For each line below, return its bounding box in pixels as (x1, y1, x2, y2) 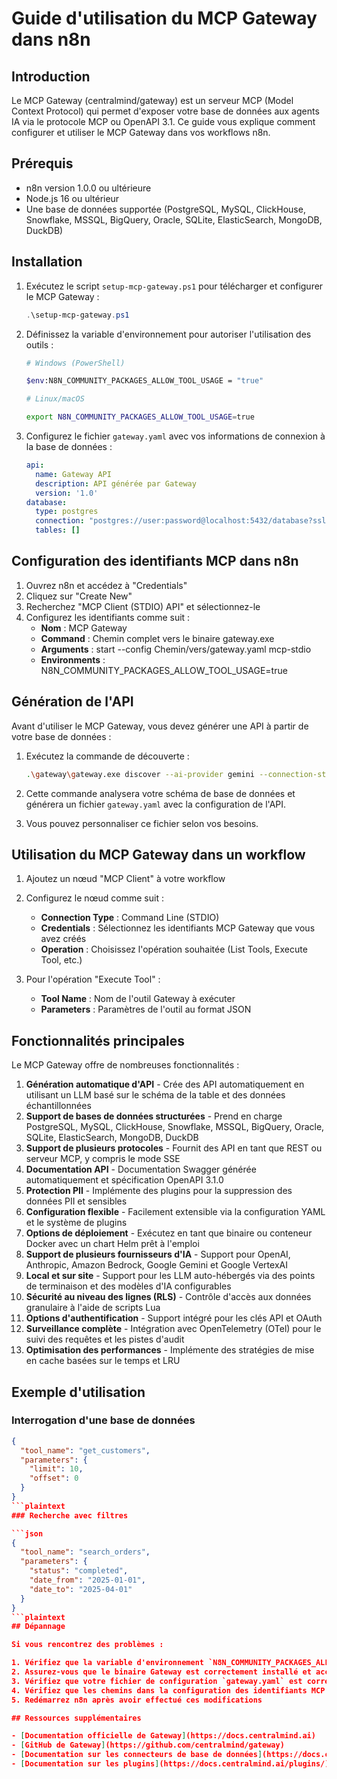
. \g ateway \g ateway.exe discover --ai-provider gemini (25, 769, 255, 779)
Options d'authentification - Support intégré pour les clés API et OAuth (25, 1312, 323, 1324)
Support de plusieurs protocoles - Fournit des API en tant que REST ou (25, 1142, 323, 1154)
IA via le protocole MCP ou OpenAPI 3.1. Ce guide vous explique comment (11, 116, 316, 127)
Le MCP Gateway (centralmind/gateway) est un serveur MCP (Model (11, 95, 294, 106)
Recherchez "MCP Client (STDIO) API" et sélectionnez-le (25, 600, 261, 612)
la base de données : (25, 441, 113, 452)
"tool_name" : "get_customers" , (20, 1445, 151, 1456)
